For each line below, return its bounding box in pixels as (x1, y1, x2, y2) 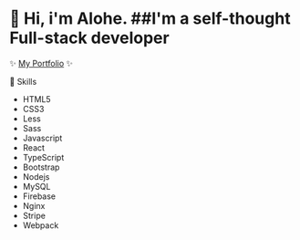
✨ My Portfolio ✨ (9, 57, 73, 68)
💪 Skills (9, 76, 37, 87)
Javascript (22, 132, 63, 143)
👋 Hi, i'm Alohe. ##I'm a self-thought (9, 8, 291, 29)
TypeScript (22, 151, 65, 162)
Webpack (22, 219, 59, 231)
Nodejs (22, 171, 50, 182)
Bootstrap (22, 162, 60, 172)
